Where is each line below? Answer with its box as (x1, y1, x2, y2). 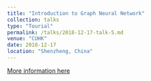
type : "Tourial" (7, 22, 53, 29)
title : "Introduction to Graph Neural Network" (7, 10, 146, 17)
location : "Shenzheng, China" (7, 48, 94, 55)
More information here (7, 66, 70, 75)
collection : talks (7, 16, 59, 23)
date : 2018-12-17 (7, 42, 57, 48)
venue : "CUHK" (7, 35, 48, 42)
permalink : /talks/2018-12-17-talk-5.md (7, 29, 124, 36)
